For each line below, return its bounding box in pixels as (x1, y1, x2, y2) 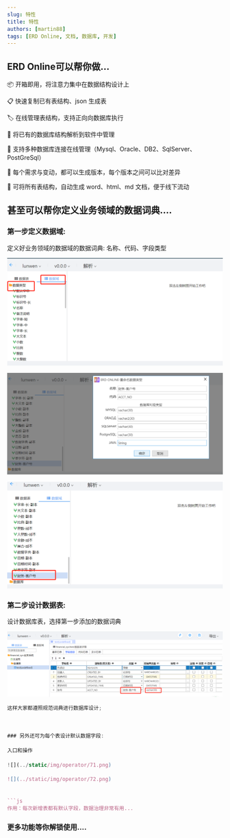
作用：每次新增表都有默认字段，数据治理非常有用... (7, 804, 133, 812)
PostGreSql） (7, 154, 45, 162)
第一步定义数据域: (7, 227, 66, 237)
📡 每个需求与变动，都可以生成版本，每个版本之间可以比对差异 (7, 168, 181, 176)
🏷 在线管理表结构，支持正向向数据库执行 (7, 114, 124, 122)
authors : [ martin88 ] (7, 25, 66, 32)
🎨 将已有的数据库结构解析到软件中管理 (7, 130, 115, 139)
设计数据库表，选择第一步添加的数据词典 (7, 617, 121, 625)
